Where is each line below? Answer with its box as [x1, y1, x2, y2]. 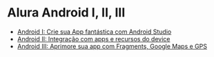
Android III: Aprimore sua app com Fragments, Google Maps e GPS [17, 42, 207, 50]
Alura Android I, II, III [7, 5, 126, 21]
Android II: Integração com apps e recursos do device [17, 34, 171, 43]
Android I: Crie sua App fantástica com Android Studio [17, 27, 172, 36]
